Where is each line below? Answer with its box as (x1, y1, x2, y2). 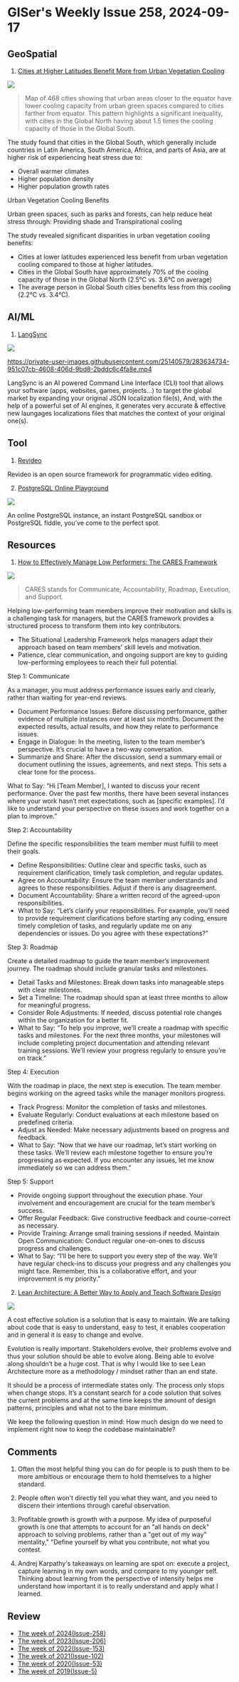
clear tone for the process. (17, 768, 96, 776)
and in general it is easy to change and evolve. (7, 1330, 144, 1339)
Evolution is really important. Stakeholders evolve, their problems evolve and (7, 1345, 232, 1353)
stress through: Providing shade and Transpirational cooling (7, 217, 183, 225)
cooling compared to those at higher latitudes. (17, 260, 154, 268)
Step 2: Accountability (7, 826, 73, 834)
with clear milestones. (17, 985, 83, 995)
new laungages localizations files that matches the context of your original (7, 409, 225, 417)
